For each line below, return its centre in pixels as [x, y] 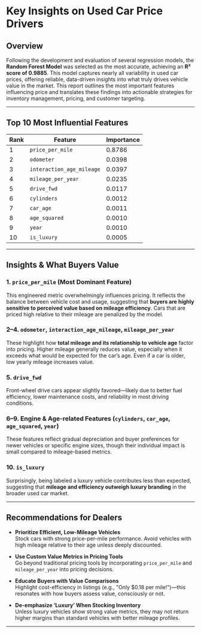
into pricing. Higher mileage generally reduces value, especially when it [94, 349]
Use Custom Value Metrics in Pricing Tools [69, 556]
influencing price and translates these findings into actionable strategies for [99, 92]
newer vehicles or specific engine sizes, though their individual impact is [96, 446]
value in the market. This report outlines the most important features [90, 86]
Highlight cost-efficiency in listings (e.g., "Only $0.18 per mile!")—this [100, 587]
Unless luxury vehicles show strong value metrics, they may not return [102, 611]
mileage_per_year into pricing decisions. [64, 569]
